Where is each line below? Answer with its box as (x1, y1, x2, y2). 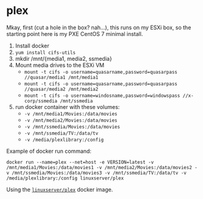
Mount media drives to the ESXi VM (15, 61, 105, 69)
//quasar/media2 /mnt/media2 (24, 86, 99, 92)
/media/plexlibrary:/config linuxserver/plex (6, 175, 124, 181)
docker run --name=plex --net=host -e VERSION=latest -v (6, 159, 154, 165)
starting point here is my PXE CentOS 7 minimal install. (6, 30, 143, 37)
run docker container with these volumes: (15, 103, 120, 110)
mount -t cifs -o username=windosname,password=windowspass (24, 93, 180, 99)
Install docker (15, 42, 50, 49)
